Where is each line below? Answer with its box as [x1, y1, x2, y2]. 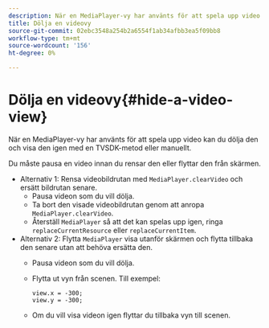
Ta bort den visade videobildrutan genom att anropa [31, 199, 205, 209]
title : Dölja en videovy [8, 19, 92, 27]
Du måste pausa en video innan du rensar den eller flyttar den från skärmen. [8, 158, 261, 168]
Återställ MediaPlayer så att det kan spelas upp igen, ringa [31, 216, 223, 226]
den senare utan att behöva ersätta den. [19, 242, 153, 252]
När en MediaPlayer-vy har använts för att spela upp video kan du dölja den [8, 134, 259, 144]
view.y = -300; [31, 296, 83, 304]
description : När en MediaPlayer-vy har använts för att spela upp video [8, 11, 261, 20]
